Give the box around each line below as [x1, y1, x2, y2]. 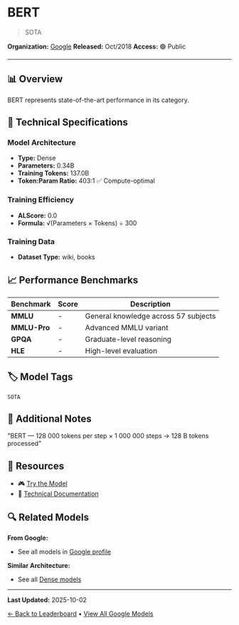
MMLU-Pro [11, 322, 51, 332]
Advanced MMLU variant [85, 322, 169, 332]
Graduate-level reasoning [85, 334, 172, 344]
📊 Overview [7, 73, 63, 86]
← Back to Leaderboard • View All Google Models [7, 609, 154, 618]
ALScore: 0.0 [17, 211, 58, 220]
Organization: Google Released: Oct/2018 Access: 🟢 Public [7, 42, 186, 51]
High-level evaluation [85, 345, 158, 355]
